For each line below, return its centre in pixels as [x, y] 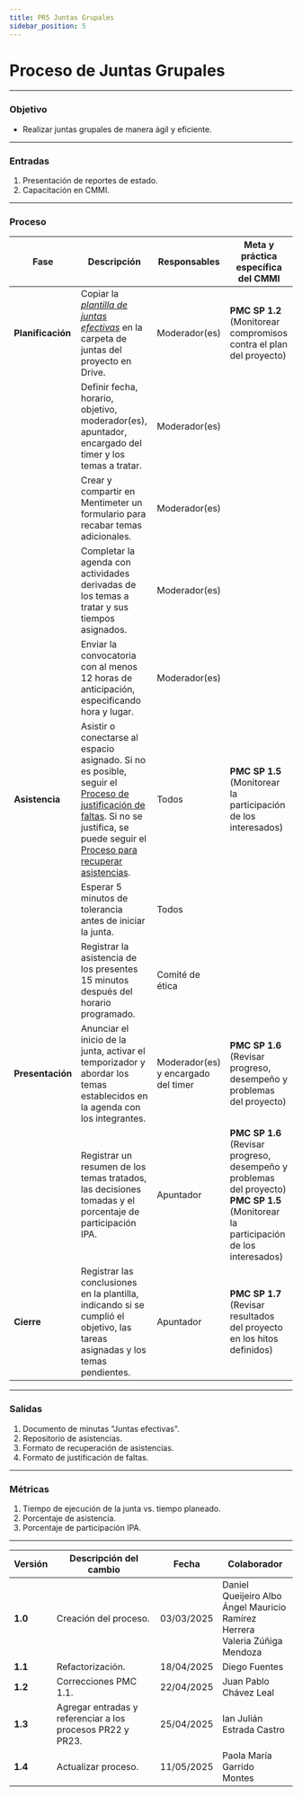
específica [259, 268]
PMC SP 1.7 [256, 1294]
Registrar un [107, 1156]
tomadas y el [107, 1201]
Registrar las [107, 1271]
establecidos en [114, 1096]
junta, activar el [113, 1051]
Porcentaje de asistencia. [69, 1518]
